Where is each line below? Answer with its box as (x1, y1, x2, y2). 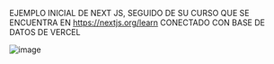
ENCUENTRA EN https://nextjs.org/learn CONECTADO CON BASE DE (9, 17, 265, 28)
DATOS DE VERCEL (9, 27, 81, 37)
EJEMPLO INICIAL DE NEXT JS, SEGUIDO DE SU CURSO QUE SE (9, 8, 250, 18)
